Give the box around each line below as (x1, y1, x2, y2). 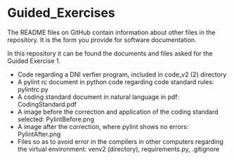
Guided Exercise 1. (7, 56, 61, 65)
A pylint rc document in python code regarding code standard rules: (17, 77, 214, 86)
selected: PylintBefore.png (17, 114, 95, 124)
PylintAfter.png (17, 130, 61, 138)
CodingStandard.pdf (17, 100, 77, 108)
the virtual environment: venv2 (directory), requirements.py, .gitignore (17, 145, 220, 153)
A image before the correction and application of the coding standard (17, 107, 219, 116)
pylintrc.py (17, 85, 48, 93)
